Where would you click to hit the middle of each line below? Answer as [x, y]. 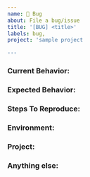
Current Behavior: [39, 71]
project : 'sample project [45, 40]
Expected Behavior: [41, 90]
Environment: [31, 128]
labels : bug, [26, 33]
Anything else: [33, 165]
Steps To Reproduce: [44, 109]
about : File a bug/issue [44, 20]
